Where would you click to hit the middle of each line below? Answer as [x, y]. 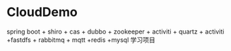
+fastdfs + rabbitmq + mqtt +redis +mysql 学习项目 [81, 40]
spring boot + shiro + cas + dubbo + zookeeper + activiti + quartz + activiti [115, 31]
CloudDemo [42, 12]
